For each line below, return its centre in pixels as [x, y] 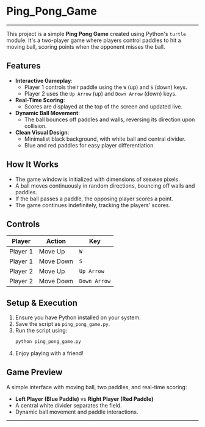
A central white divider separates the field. [68, 405]
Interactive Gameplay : [44, 80]
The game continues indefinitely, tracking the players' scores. [93, 205]
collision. [35, 125]
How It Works [33, 165]
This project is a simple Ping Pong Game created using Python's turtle [96, 34]
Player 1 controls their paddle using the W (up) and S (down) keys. [106, 87]
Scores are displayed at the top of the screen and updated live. [103, 106]
